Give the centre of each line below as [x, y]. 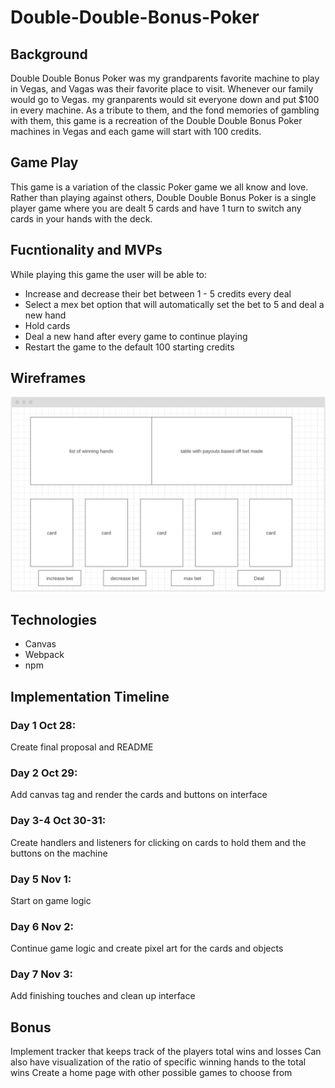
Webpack [44, 655]
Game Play [44, 162]
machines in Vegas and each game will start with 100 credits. [136, 131]
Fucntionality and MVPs [86, 250]
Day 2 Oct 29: [44, 773]
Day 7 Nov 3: [42, 974]
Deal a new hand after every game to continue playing [136, 336]
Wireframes [48, 378]
